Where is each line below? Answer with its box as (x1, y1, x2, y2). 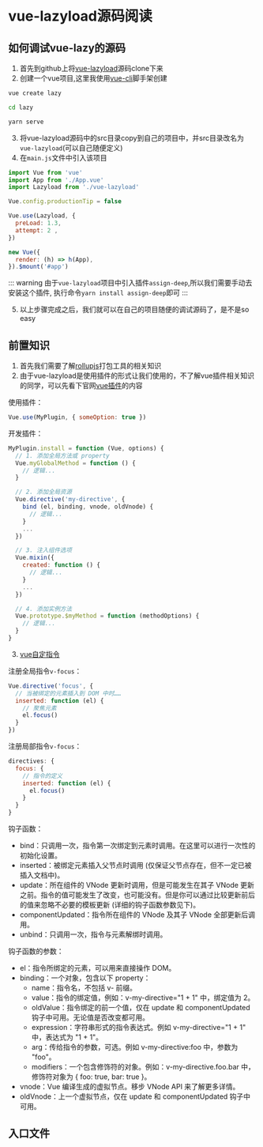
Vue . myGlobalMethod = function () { (15, 459, 136, 467)
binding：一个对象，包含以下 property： (19, 973, 151, 983)
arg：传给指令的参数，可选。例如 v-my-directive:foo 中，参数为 (31, 1043, 239, 1052)
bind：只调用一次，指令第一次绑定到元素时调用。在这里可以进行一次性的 (19, 841, 256, 851)
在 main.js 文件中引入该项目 (19, 153, 107, 162)
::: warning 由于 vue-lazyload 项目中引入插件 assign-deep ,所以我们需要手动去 (8, 278, 253, 288)
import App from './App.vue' (8, 175, 104, 184)
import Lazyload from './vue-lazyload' (8, 183, 140, 191)
